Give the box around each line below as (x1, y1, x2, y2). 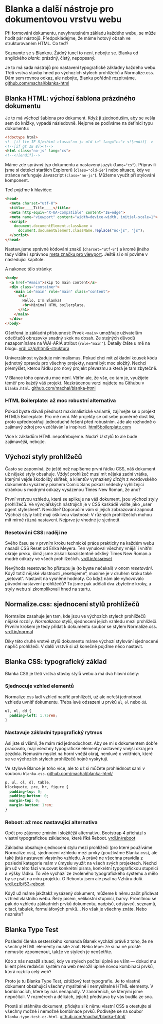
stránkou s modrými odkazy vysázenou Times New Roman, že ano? (5, 487, 141, 492)
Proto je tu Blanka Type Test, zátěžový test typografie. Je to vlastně (5, 978, 141, 984)
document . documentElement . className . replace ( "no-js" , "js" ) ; (18, 228, 145, 233)
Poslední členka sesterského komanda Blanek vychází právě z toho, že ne (5, 938, 153, 944)
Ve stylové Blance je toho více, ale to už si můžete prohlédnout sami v (5, 765, 145, 771)
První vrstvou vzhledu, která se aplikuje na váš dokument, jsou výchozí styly (5, 496, 158, 502)
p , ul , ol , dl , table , (5, 780, 51, 785)
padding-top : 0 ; (9, 789, 42, 794)
